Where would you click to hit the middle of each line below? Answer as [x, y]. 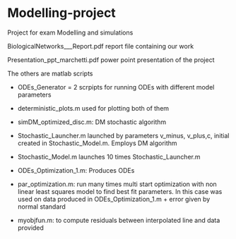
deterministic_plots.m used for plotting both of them [93, 108]
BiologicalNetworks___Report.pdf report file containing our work [101, 46]
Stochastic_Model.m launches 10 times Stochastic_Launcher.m [109, 157]
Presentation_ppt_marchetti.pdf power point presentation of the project [111, 60]
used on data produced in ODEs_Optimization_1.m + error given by [114, 199]
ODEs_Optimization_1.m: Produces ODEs [76, 170]
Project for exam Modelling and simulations [70, 32]
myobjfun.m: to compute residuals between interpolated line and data [119, 220]
